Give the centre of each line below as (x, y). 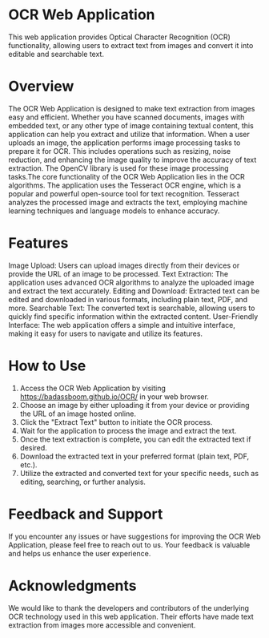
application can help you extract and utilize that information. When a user (129, 134)
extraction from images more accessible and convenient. (102, 625)
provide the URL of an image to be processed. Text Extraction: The (118, 273)
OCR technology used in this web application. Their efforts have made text (131, 616)
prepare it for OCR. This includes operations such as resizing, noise (119, 151)
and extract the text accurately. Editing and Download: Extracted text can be (134, 291)
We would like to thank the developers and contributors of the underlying (129, 608)
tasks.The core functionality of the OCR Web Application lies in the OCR (127, 176)
